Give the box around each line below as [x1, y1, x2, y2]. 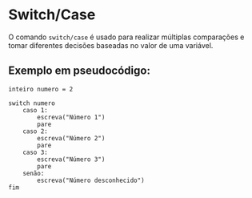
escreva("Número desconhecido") [37, 176, 146, 184]
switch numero [8, 99, 56, 107]
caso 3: [22, 148, 48, 156]
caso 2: [22, 127, 48, 135]
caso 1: [22, 106, 48, 114]
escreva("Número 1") [37, 113, 106, 121]
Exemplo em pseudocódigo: [8, 64, 150, 78]
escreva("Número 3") [37, 155, 106, 164]
